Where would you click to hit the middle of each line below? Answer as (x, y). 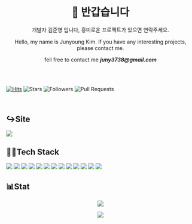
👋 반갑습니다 (100, 12)
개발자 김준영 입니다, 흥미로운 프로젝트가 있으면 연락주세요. (100, 30)
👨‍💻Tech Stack (33, 152)
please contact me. (100, 48)
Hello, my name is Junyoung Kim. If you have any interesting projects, (100, 42)
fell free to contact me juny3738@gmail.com (100, 60)
